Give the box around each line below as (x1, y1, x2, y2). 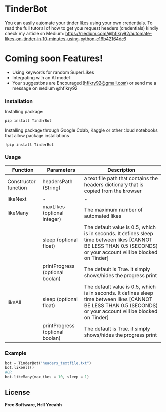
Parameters (47, 167, 76, 174)
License (5, 388, 30, 397)
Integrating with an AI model (12, 74, 70, 80)
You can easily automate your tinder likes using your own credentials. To (5, 20, 153, 26)
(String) (42, 184, 61, 191)
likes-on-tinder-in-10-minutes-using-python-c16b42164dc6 (5, 36, 127, 42)
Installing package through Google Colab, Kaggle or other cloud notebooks (5, 127, 158, 133)
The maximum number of (84, 206, 143, 213)
